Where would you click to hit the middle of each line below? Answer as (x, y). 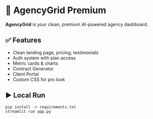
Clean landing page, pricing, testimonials (55, 52)
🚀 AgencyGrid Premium (56, 10)
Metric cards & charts (35, 63)
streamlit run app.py (28, 111)
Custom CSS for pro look (39, 79)
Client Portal (26, 74)
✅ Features (23, 40)
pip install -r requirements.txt (41, 107)
